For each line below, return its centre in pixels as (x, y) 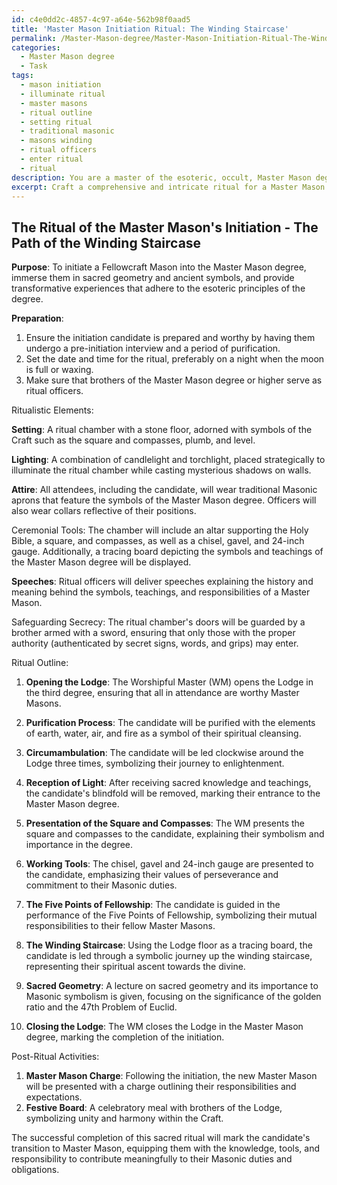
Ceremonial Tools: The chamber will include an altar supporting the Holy (160, 530)
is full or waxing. (59, 370)
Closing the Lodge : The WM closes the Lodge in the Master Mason (164, 1027)
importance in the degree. (79, 845)
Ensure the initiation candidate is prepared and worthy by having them (170, 338)
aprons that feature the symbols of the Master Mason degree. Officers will (164, 500)
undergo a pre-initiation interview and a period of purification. (153, 348)
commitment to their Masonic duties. (101, 885)
